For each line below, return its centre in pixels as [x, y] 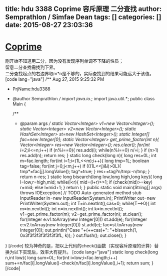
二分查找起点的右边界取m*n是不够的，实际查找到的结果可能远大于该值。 [79, 74]
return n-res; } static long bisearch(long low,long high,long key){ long [91, 177]
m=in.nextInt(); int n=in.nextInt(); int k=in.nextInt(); [71, 209]
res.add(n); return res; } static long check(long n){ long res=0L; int [88, 156]
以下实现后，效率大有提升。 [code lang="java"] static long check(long [86, 252]
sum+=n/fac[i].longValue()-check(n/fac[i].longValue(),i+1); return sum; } [79, 263]
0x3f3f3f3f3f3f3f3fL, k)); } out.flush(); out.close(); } [73, 235]
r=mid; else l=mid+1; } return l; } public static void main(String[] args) [91, 188]
